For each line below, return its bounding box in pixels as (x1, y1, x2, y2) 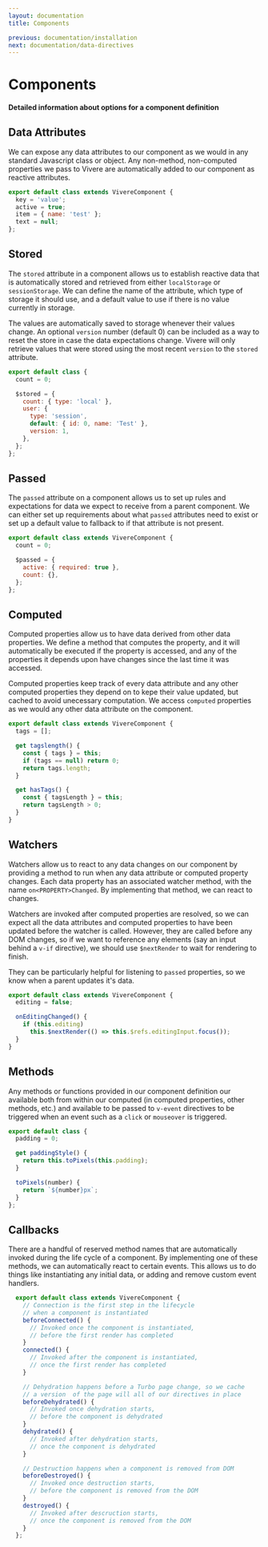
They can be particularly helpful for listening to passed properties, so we (8, 967, 246, 976)
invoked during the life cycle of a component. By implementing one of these (8, 1253, 258, 1262)
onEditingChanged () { (15, 1013, 88, 1021)
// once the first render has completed (29, 1361, 166, 1369)
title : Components (8, 19, 70, 27)
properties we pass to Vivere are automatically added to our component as (8, 164, 255, 173)
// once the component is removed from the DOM (29, 1517, 192, 1525)
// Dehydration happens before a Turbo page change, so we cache (22, 1383, 246, 1391)
